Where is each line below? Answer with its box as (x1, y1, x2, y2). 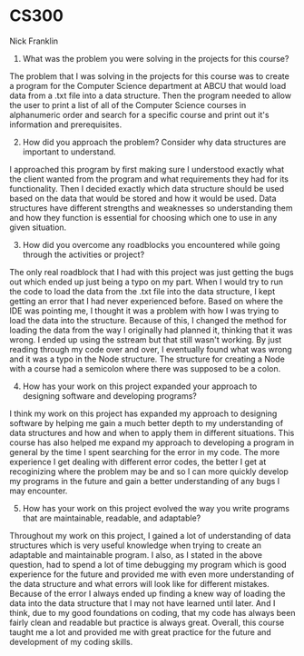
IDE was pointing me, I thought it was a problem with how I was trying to (9, 305, 279, 316)
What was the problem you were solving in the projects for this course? (22, 53, 289, 64)
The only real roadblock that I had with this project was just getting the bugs (9, 266, 294, 277)
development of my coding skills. (9, 636, 133, 647)
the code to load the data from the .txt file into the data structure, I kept (9, 285, 276, 296)
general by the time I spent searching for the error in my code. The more (9, 446, 280, 457)
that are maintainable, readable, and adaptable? (22, 512, 201, 523)
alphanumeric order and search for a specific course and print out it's (9, 109, 270, 120)
